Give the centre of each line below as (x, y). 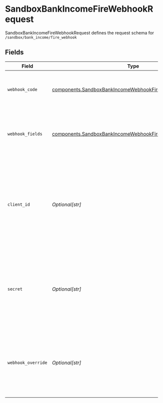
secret (15, 289)
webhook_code (23, 89)
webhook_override (27, 363)
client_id (19, 204)
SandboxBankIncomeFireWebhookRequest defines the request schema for (80, 33)
